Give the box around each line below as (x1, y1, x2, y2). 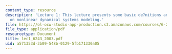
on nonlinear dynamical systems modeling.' (10, 17, 104, 22)
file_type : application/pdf (5, 27, 66, 32)
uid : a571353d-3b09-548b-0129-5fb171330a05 (5, 41, 100, 46)
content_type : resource (5, 7, 56, 13)
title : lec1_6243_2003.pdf (5, 37, 63, 42)
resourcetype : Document (5, 31, 56, 37)
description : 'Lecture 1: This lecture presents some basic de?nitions (5, 12, 161, 17)
